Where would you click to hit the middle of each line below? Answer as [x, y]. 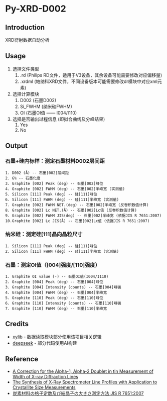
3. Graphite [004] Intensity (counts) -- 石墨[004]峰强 [63, 287]
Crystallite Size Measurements [44, 387]
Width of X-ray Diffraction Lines [45, 376]
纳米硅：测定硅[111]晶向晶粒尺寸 [44, 234]
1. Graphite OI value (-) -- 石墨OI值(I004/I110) [57, 277]
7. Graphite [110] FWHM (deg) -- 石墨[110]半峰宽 [56, 309]
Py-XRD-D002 [36, 9]
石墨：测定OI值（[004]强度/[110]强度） [53, 265]
